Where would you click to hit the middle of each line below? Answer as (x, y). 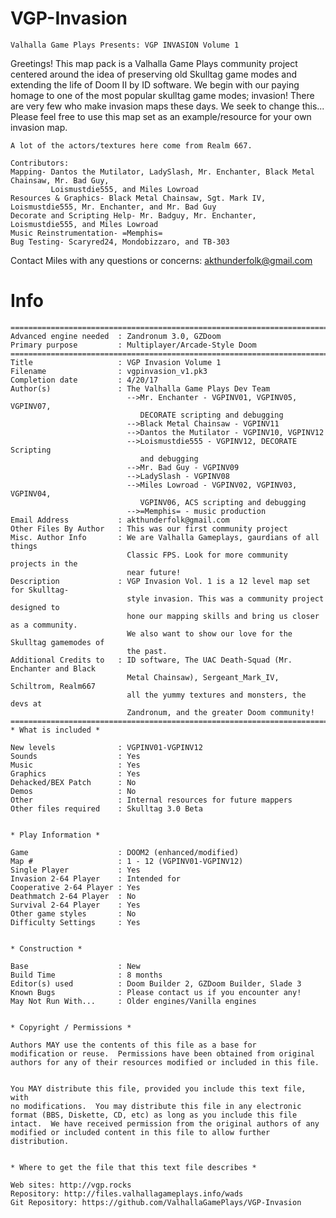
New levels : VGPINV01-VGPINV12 (106, 747)
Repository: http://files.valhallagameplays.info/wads (127, 1193)
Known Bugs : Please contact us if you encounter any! (156, 992)
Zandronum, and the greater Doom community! (220, 712)
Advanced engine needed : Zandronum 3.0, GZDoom (116, 336)
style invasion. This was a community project (225, 598)
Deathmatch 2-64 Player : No (73, 896)
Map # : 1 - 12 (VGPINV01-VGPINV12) (127, 861)
